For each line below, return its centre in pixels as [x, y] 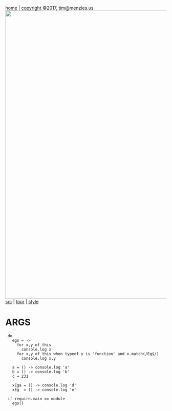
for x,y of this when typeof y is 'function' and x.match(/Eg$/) [88, 354]
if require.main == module [36, 399]
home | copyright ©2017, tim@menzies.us [49, 8]
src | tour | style [22, 302]
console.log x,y [39, 358]
